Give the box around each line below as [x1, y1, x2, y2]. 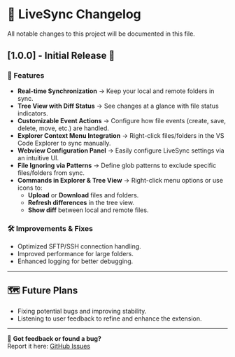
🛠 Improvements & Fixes [7, 223, 93, 233]
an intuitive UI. [17, 153, 59, 162]
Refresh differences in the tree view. [27, 198, 135, 206]
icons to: [17, 183, 43, 192]
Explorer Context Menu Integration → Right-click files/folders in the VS [17, 131, 225, 139]
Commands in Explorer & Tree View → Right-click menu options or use [17, 176, 224, 184]
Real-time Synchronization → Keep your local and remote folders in [17, 87, 215, 95]
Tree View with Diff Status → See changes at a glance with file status [17, 101, 219, 110]
